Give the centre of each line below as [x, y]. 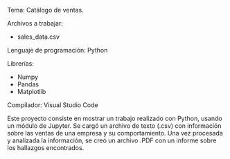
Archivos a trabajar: [35, 23]
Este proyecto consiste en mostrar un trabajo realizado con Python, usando [115, 118]
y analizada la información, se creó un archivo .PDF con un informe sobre [112, 140]
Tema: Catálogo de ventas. [46, 10]
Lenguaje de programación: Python [57, 50]
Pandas [28, 84]
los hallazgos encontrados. [46, 148]
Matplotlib [32, 92]
